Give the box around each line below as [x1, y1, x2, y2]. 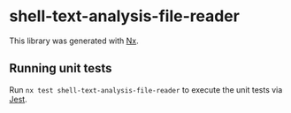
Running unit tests [9, 61, 112, 76]
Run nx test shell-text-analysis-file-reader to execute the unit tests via [9, 84, 283, 94]
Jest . [9, 94, 28, 104]
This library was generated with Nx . [9, 35, 139, 46]
